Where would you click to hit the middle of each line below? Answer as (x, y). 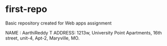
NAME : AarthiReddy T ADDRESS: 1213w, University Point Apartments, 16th (83, 32)
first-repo (26, 9)
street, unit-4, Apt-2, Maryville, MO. (43, 38)
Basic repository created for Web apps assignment (59, 23)
